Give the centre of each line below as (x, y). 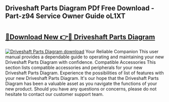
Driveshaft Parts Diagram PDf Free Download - (80, 8)
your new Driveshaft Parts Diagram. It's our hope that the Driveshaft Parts (82, 78)
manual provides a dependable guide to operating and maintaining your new (85, 57)
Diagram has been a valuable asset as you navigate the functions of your (81, 83)
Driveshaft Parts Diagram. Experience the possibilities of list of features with (85, 73)
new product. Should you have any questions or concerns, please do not (81, 89)
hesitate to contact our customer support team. (54, 94)
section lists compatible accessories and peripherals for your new (74, 68)
